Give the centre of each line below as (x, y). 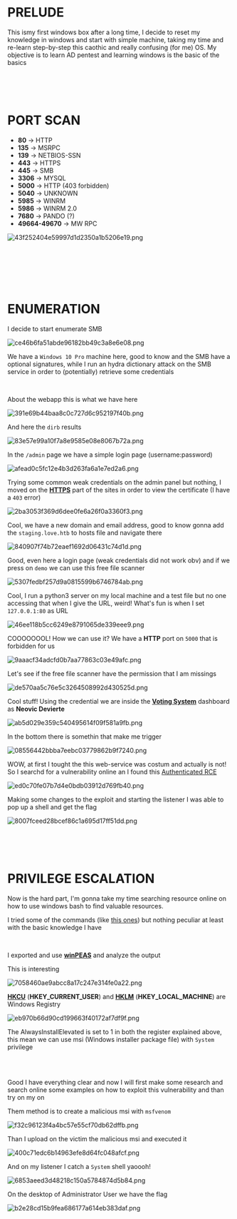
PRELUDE (36, 12)
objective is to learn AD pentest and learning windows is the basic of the (114, 55)
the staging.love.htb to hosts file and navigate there (85, 532)
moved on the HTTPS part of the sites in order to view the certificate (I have (118, 490)
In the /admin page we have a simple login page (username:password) (110, 455)
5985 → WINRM (42, 201)
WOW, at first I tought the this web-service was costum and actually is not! (117, 764)
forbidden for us (31, 646)
